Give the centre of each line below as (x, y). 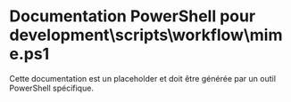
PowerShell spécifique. (51, 88)
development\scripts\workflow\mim (146, 35)
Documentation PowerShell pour (133, 16)
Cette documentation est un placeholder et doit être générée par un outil (143, 78)
